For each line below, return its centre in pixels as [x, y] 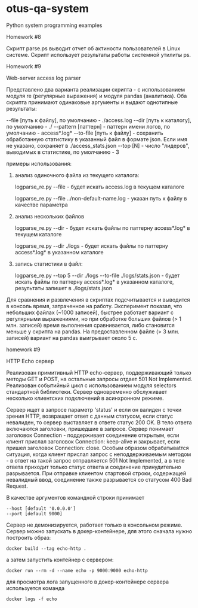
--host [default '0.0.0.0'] [41, 508]
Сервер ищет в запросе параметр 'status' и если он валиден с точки [94, 409]
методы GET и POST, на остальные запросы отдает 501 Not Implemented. [99, 379]
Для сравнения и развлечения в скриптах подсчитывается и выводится [98, 300]
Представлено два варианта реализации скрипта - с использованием [96, 89]
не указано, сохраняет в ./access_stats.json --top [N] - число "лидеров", [98, 145]
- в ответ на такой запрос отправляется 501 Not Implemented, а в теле [95, 460]
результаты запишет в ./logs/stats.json [63, 288]
